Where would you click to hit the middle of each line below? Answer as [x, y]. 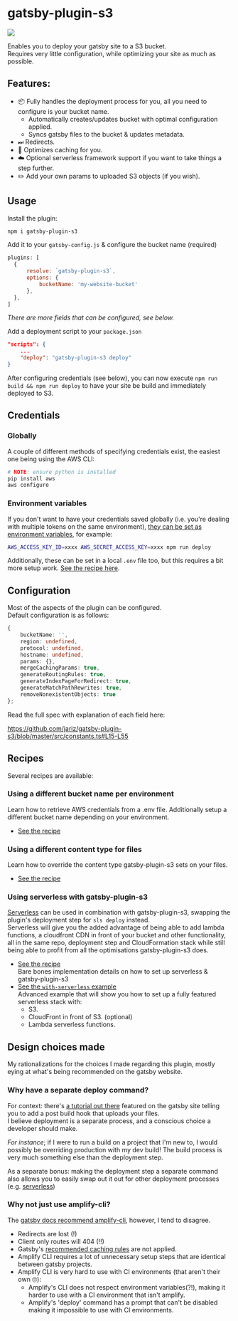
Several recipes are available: [50, 775]
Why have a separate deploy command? [78, 1090]
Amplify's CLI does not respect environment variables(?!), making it [127, 1287]
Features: [29, 84]
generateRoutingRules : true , [63, 675]
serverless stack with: [50, 1002]
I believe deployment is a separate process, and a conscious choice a [109, 1121]
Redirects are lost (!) [47, 1233]
